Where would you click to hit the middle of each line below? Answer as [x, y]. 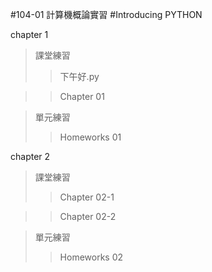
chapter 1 [29, 34]
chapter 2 [30, 156]
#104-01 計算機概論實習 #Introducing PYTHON [106, 14]
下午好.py [79, 76]
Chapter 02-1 [87, 197]
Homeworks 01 [90, 137]
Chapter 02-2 [88, 216]
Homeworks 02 [91, 257]
